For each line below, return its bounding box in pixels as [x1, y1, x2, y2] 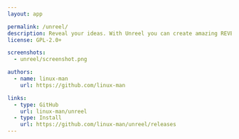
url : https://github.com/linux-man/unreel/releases [20, 121, 176, 128]
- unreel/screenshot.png [14, 56, 87, 63]
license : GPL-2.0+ [7, 36, 62, 43]
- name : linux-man [14, 75, 69, 82]
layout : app [7, 10, 43, 18]
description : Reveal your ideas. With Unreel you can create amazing [7, 30, 218, 37]
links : [7, 94, 27, 101]
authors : [7, 69, 33, 76]
